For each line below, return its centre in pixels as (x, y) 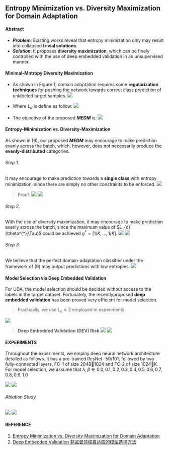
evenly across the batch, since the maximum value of (60, 227)
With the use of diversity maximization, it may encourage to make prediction (84, 222)
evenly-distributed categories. (37, 151)
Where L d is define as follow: (43, 107)
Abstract (15, 29)
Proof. (24, 195)
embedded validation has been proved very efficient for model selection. (81, 300)
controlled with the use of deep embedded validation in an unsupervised (88, 56)
